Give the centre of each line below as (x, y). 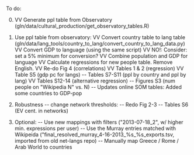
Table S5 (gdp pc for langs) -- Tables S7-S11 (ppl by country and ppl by (100, 75)
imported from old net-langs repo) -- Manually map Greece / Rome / (97, 141)
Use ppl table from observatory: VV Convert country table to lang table (100, 37)
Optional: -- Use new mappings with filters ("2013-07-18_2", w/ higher (99, 122)
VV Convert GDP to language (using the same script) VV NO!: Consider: (101, 50)
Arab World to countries (43, 147)
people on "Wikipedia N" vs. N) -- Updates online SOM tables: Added (98, 87)
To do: (14, 8)
